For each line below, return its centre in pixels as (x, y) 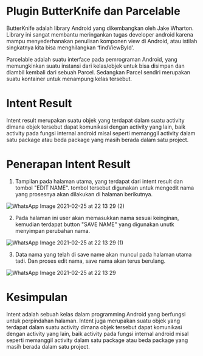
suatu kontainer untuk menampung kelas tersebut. (69, 79)
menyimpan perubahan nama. (53, 230)
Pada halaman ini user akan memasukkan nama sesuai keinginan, (97, 218)
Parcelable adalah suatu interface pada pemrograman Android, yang (92, 59)
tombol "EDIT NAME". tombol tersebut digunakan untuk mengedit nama (105, 188)
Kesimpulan (37, 297)
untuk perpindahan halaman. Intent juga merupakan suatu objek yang (93, 321)
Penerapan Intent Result (68, 164)
